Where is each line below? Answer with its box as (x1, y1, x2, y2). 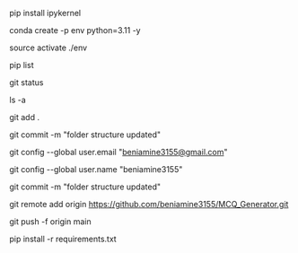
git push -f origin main (9, 216, 92, 227)
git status (9, 77, 44, 88)
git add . (9, 112, 40, 122)
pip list (9, 60, 34, 70)
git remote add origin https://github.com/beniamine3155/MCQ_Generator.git (9, 199, 289, 209)
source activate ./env (9, 42, 88, 53)
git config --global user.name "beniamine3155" (9, 164, 183, 174)
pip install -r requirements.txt (9, 233, 117, 244)
